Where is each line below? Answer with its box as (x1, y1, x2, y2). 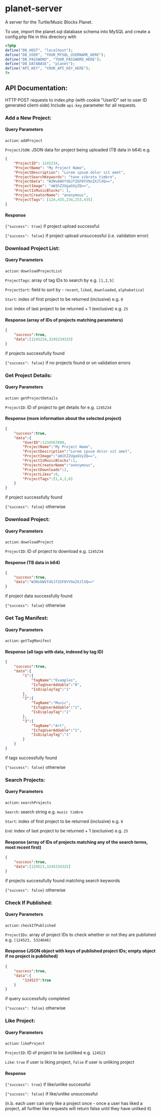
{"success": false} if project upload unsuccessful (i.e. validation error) (5, 233, 149, 239)
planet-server (5, 3, 62, 14)
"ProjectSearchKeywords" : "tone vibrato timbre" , (14, 175, 117, 179)
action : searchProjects (5, 800, 52, 806)
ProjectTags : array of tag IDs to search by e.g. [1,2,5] (5, 277, 115, 283)
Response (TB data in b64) (5, 559, 60, 565)
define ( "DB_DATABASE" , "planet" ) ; (5, 62, 76, 66)
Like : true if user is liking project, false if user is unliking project (5, 1059, 135, 1065)
